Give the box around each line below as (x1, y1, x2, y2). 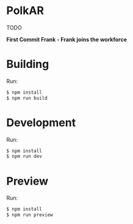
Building (6, 58, 49, 71)
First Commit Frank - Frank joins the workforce (6, 35, 127, 43)
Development (6, 116, 76, 129)
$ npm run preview (6, 212, 53, 218)
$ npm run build (6, 95, 48, 101)
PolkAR (6, 4, 45, 18)
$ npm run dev (6, 154, 43, 160)
